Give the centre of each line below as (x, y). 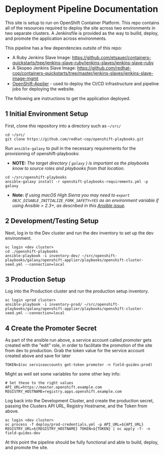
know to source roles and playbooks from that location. (68, 168)
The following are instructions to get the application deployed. (68, 98)
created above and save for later (38, 356)
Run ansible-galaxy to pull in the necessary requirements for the (70, 148)
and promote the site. (27, 448)
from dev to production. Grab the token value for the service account (75, 351)
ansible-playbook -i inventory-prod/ (44, 305)
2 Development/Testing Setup (52, 221)
